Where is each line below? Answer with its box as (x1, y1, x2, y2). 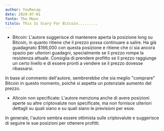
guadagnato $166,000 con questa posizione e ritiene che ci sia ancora (12, 45, 155, 51)
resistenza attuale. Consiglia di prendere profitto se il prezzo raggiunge (12, 55, 157, 61)
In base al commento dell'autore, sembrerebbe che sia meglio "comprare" (5, 75, 155, 81)
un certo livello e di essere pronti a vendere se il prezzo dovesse (12, 60, 143, 66)
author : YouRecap (5, 7, 41, 12)
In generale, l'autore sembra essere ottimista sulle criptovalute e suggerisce (5, 115, 159, 121)
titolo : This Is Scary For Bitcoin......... (5, 21, 98, 26)
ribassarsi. (12, 66, 33, 72)
